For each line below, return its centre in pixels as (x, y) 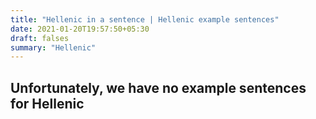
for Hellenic (47, 103)
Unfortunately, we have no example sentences (158, 87)
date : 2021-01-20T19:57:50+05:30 (80, 29)
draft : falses (40, 38)
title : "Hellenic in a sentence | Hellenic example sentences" (145, 19)
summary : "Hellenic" (53, 47)
